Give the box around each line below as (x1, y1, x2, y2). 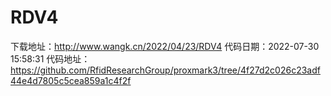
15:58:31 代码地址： (10, 52, 91, 65)
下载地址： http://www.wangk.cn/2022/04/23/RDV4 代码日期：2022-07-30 (10, 40, 320, 52)
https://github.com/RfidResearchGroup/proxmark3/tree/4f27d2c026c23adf (10, 64, 321, 76)
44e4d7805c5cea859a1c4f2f (10, 74, 132, 86)
